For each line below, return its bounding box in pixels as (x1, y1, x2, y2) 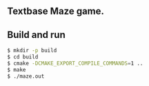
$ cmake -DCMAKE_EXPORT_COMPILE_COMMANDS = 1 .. (7, 60, 143, 67)
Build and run (7, 29, 66, 41)
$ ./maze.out (7, 72, 45, 80)
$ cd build (7, 54, 39, 61)
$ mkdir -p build (7, 47, 57, 54)
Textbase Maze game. (7, 6, 105, 17)
